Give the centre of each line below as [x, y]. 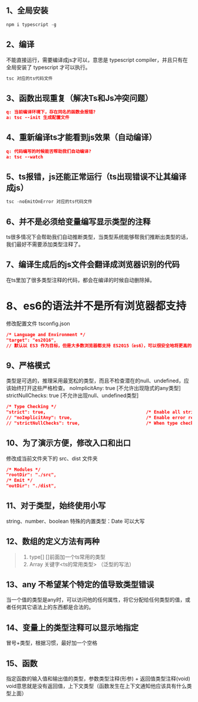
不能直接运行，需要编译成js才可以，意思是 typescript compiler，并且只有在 [97, 60]
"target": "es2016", [32, 340]
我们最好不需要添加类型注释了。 [45, 244]
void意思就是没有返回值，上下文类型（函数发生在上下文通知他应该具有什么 [96, 686]
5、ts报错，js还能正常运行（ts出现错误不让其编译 [96, 177]
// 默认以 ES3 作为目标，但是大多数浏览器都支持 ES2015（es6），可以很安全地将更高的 [99, 346]
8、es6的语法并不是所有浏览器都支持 [96, 306]
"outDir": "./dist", [32, 486]
